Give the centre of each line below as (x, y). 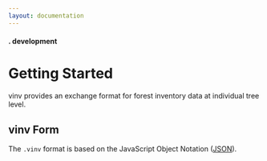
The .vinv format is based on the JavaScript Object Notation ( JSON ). (123, 148)
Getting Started (61, 74)
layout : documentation (46, 16)
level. (17, 104)
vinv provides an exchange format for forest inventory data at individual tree (134, 96)
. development (33, 42)
